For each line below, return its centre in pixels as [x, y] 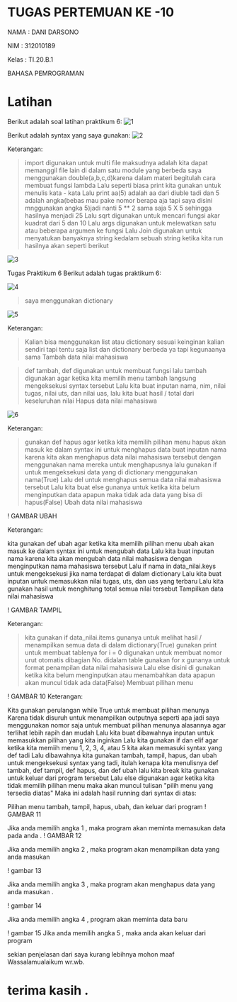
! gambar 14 [25, 906]
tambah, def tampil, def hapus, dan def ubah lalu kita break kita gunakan [113, 770]
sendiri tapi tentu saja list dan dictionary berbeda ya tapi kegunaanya [125, 349]
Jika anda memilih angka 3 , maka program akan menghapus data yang [111, 884]
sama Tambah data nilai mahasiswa [76, 357]
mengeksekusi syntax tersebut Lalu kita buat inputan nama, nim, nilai [125, 385]
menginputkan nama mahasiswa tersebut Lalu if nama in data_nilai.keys [112, 566]
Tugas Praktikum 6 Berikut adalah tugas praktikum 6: [84, 273]
